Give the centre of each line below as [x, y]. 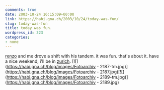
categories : [17, 38]
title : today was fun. [29, 28]
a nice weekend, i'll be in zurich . [38, 61]
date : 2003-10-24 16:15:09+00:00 [40, 14]
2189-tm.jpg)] [114, 77]
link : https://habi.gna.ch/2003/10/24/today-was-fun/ [62, 19]
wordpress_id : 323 [24, 33]
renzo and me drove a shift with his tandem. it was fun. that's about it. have [82, 56]
